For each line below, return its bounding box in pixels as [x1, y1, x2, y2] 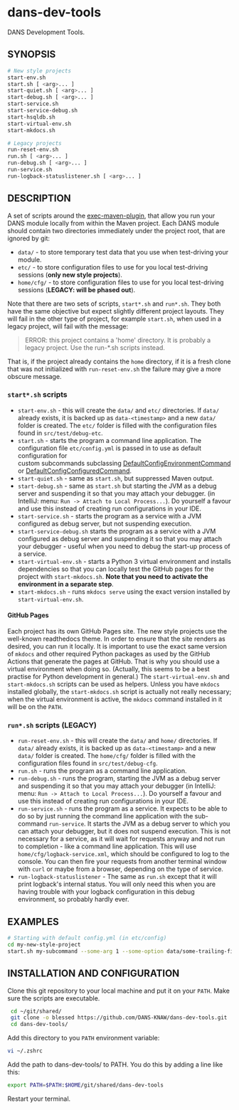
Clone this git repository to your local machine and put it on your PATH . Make [7, 986, 230, 995]
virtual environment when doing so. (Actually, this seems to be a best [7, 665, 210, 673]
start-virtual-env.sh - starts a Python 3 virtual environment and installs [17, 557, 231, 565]
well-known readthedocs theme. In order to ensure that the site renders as [7, 634, 225, 644]
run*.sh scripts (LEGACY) [7, 720, 97, 730]
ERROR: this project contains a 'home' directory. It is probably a [24, 336, 211, 344]
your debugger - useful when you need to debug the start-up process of [17, 542, 231, 550]
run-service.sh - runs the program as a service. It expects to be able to [17, 804, 228, 813]
